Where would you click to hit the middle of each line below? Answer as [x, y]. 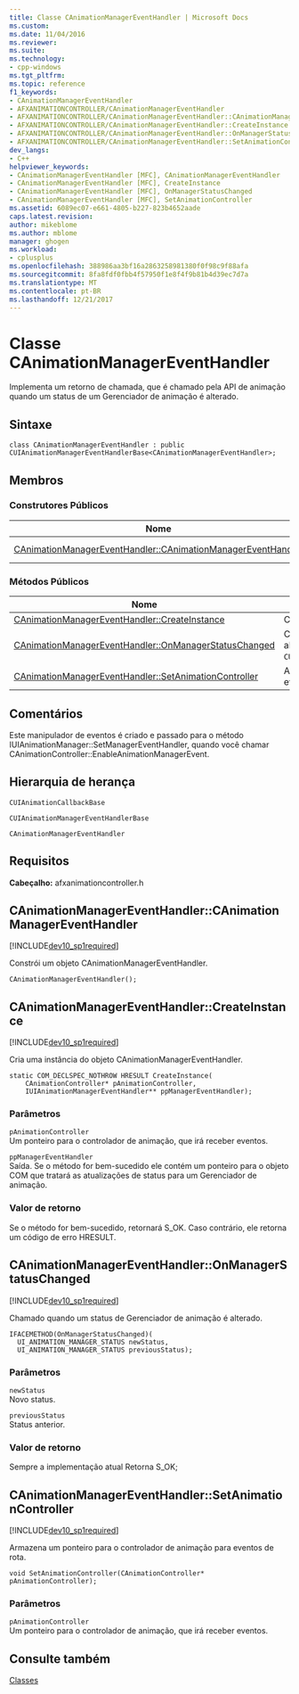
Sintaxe [31, 424]
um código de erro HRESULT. [63, 1237]
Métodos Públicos [49, 581]
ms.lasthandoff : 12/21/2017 [61, 300]
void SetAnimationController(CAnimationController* [107, 1573]
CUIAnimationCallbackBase [57, 802]
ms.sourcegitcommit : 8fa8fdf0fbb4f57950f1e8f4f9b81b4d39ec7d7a [129, 275]
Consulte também [60, 1659]
